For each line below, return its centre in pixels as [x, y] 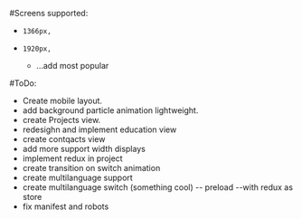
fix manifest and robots [66, 206]
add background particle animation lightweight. [110, 110]
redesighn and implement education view [99, 129]
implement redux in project [73, 158]
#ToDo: [23, 83]
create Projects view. [61, 120]
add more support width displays [84, 149]
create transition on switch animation [91, 168]
